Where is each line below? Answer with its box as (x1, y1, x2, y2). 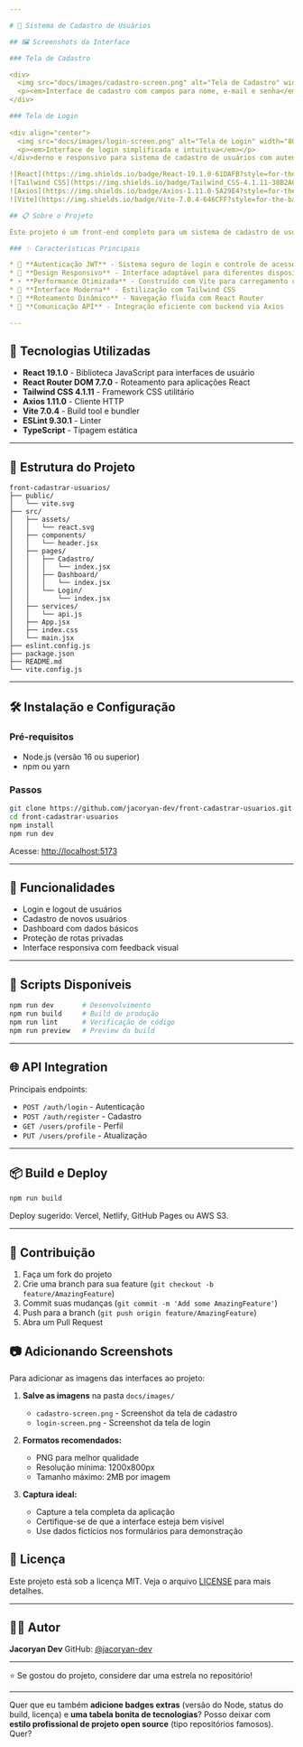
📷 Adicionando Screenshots (9, 1344, 174, 1360)
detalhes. (9, 1585, 44, 1596)
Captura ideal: (22, 1489, 78, 1500)
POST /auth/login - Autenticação (22, 1101, 145, 1111)
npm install (9, 821, 54, 830)
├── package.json (9, 649, 75, 659)
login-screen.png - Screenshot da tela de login (35, 1417, 211, 1427)
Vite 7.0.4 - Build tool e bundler (22, 405, 140, 416)
